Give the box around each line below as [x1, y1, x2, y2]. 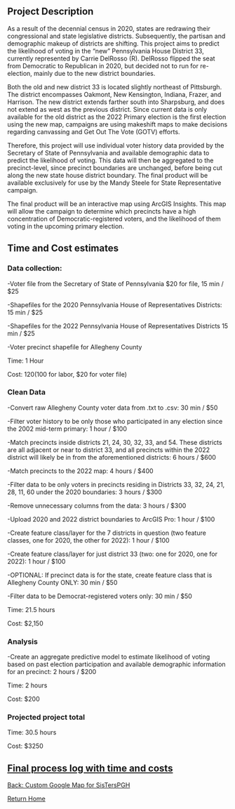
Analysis [7, 636, 39, 646]
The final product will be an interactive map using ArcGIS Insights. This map [7, 200, 227, 208]
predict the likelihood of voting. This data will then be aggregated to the [7, 156, 214, 164]
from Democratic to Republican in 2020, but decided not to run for [7, 61, 199, 70]
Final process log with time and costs [7, 762, 173, 774]
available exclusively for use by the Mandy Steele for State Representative [7, 179, 222, 187]
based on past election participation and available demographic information [7, 660, 226, 668]
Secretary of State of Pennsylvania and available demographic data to [7, 148, 210, 157]
